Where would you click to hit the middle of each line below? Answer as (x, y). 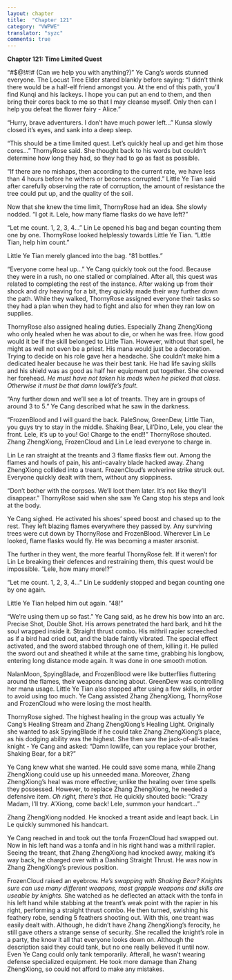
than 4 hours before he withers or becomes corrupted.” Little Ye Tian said (112, 179)
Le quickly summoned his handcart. (58, 825)
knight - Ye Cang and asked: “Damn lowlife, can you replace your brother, (112, 746)
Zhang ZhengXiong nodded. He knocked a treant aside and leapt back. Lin (113, 817)
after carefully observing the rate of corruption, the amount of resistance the (116, 186)
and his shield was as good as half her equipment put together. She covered (116, 371)
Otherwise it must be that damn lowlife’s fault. (72, 385)
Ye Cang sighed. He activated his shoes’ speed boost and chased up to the (114, 519)
